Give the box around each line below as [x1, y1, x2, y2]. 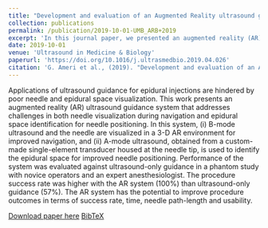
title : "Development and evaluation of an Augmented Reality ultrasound [8, 11, 255, 20]
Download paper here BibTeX [8, 210, 104, 220]
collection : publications [8, 19, 94, 27]
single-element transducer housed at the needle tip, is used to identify [28, 144, 260, 154]
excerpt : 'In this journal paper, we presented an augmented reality [8, 33, 245, 42]
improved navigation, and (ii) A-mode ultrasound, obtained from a [8, 136, 224, 146]
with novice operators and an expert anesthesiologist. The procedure [8, 170, 236, 179]
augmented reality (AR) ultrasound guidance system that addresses [8, 102, 231, 112]
